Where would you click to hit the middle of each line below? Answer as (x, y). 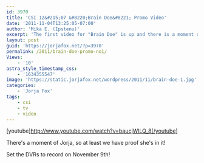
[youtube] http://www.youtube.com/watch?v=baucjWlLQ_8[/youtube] (92, 131)
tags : (13, 97)
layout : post (23, 40)
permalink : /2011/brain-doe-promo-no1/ (57, 52)
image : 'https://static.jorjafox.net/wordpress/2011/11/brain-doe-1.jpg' (102, 80)
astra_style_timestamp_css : (42, 68)
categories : (21, 86)
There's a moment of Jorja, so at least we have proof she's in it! (86, 143)
